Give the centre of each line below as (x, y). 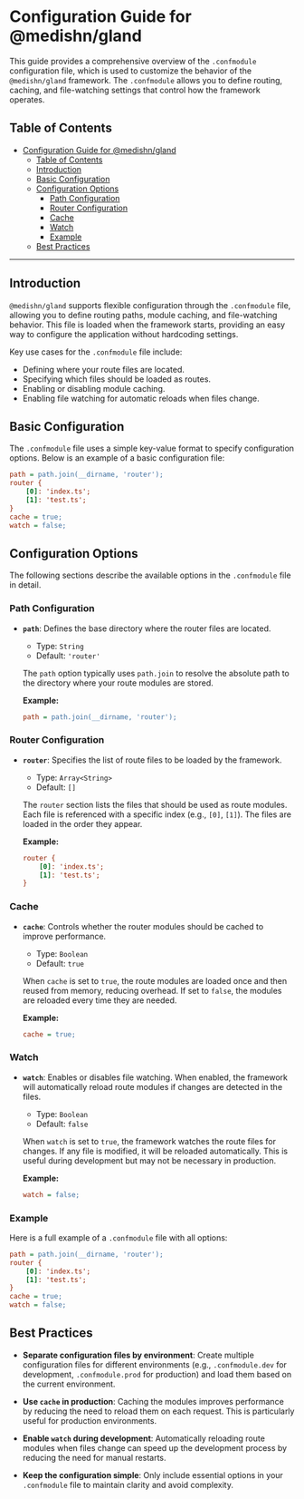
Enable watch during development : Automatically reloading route (143, 1438)
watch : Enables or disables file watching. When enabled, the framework (155, 1077)
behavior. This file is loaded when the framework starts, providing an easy (147, 325)
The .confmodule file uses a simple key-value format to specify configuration (152, 448)
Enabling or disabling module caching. (94, 388)
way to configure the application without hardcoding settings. (124, 334)
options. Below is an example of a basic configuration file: (117, 458)
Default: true (60, 963)
